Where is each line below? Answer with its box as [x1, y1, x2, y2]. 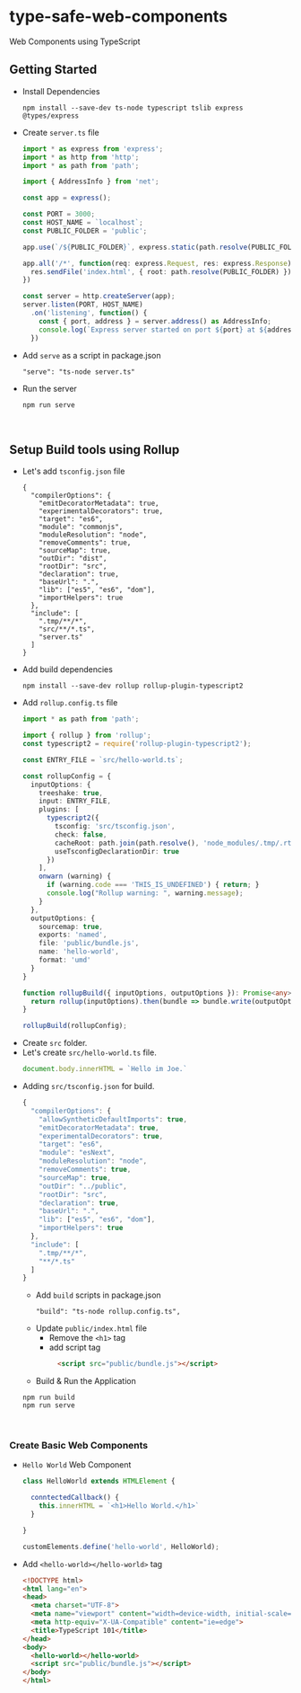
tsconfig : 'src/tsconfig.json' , [55, 822, 176, 831]
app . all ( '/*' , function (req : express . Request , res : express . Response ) [21, 259, 292, 268]
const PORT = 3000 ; [21, 209, 96, 219]
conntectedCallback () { [30, 1494, 119, 1502]
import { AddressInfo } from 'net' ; [21, 177, 159, 186]
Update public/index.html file [35, 1323, 148, 1334]
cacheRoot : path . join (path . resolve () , [55, 838, 200, 847]
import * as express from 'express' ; [21, 144, 164, 154]
